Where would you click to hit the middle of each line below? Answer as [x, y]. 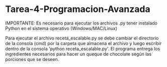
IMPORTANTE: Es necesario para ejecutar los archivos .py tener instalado [81, 23]
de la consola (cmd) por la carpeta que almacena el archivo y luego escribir [83, 43]
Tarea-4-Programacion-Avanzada [78, 9]
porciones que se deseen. [32, 59]
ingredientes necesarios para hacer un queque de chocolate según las [78, 54]
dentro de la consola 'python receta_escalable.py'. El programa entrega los [83, 48]
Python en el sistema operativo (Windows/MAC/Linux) [61, 28]
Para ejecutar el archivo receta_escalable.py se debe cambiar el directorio [82, 38]
